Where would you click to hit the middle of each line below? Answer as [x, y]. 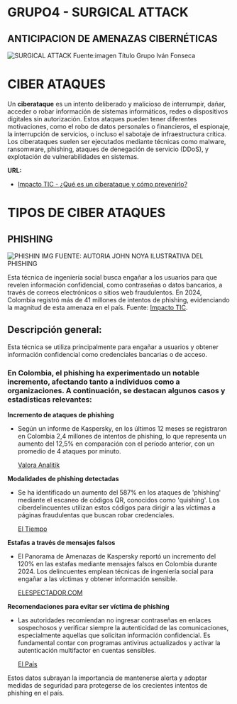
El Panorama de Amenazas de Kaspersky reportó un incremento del [117, 556]
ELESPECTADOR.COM [50, 593]
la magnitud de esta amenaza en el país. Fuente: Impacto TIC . [98, 307]
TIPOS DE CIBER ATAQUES [87, 213]
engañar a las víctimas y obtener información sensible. [98, 579]
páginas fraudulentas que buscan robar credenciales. [96, 515]
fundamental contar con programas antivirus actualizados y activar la [119, 643]
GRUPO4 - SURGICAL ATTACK [98, 12]
